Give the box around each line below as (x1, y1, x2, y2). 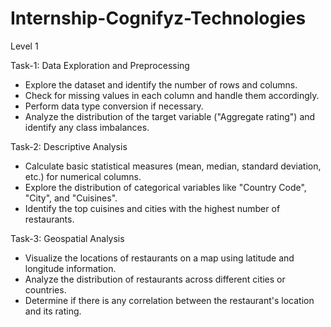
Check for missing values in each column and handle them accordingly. (24, 89, 320, 101)
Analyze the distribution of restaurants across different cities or (24, 273, 286, 285)
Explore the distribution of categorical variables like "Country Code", (24, 181, 307, 193)
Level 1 (10, 40, 39, 52)
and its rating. (24, 305, 82, 317)
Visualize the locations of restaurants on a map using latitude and (24, 252, 295, 264)
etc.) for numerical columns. (24, 170, 142, 182)
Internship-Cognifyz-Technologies (10, 7, 307, 30)
